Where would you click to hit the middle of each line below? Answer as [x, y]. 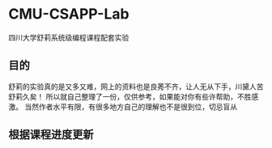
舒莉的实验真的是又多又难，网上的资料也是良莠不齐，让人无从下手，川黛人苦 [136, 87]
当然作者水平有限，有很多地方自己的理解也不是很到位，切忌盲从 [130, 107]
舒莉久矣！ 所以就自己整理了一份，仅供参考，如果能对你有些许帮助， [123, 96]
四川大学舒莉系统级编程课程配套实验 [69, 37]
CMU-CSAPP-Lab [69, 14]
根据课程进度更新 [51, 135]
